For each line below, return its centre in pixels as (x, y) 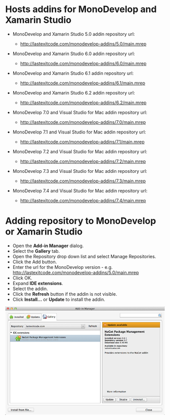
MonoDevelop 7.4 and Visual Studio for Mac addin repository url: (80, 191)
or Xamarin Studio (44, 232)
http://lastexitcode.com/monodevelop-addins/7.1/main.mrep (82, 142)
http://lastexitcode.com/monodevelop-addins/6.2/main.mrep (83, 103)
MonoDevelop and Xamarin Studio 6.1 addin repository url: (73, 73)
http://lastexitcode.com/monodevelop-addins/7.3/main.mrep (83, 181)
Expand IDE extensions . (38, 283)
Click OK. (22, 278)
